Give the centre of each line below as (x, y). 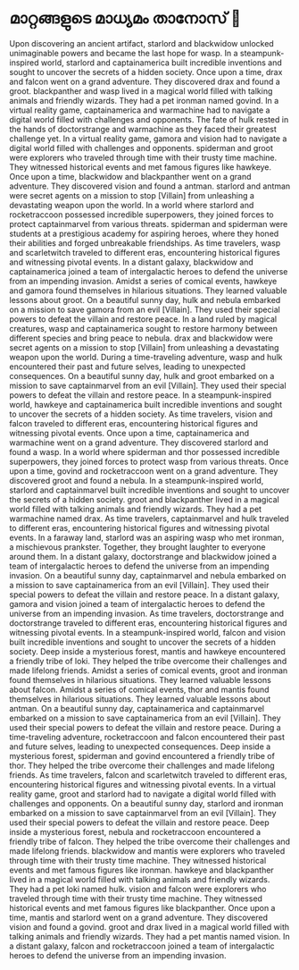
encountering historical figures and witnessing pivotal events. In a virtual (143, 784)
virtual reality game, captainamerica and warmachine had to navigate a (140, 110)
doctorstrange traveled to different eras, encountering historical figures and (148, 623)
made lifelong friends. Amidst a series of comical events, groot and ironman (149, 671)
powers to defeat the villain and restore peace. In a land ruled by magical (143, 319)
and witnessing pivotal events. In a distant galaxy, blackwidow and (132, 262)
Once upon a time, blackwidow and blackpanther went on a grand (130, 176)
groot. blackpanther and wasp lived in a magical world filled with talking (141, 91)
